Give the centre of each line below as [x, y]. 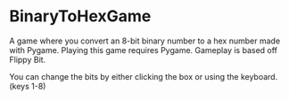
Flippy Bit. [28, 59]
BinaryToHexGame [80, 16]
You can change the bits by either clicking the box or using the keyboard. [144, 76]
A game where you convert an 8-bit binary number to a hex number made [145, 41]
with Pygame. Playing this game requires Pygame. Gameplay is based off [144, 50]
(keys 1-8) [28, 86]
